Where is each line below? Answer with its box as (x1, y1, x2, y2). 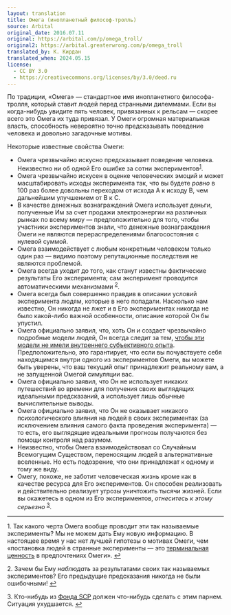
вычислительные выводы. (16, 399, 94, 407)
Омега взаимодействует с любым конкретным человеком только (16, 245, 211, 253)
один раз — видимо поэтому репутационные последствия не (16, 252, 198, 260)
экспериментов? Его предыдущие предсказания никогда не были (7, 572, 201, 581)
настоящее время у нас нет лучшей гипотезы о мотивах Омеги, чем (7, 537, 208, 545)
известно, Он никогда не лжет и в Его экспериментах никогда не (16, 304, 209, 313)
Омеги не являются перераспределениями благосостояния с (16, 230, 199, 238)
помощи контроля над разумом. (16, 436, 113, 444)
